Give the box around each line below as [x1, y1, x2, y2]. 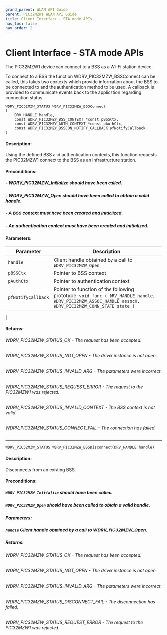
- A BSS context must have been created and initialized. [5, 210, 123, 216]
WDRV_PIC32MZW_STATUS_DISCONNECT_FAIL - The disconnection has [5, 598, 156, 605]
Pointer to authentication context [53, 277, 130, 284]
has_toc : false [5, 21, 37, 26]
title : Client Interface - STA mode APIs [5, 16, 93, 21]
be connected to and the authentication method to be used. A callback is [5, 84, 154, 90]
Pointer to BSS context [53, 269, 106, 276]
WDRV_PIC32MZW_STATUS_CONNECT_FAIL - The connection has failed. [5, 425, 156, 431]
